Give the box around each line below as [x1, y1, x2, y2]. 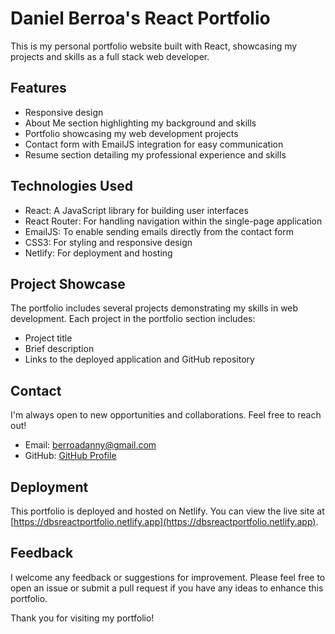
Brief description [24, 343, 95, 355]
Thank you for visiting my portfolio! [10, 612, 155, 624]
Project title [24, 332, 73, 344]
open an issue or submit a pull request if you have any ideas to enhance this [10, 582, 324, 594]
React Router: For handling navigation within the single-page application [24, 215, 323, 227]
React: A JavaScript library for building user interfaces [24, 204, 249, 216]
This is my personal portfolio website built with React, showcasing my [10, 40, 298, 52]
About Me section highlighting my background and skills [24, 117, 257, 129]
